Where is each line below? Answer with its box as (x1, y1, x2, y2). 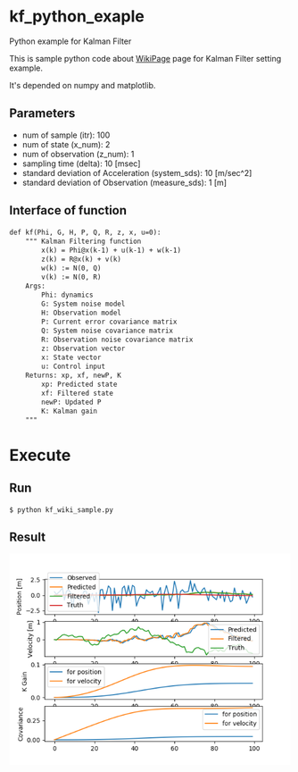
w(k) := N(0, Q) (41, 264, 102, 273)
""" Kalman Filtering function (25, 237, 142, 246)
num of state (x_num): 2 (21, 138, 111, 149)
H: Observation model (41, 308, 122, 317)
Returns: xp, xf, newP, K (25, 371, 122, 380)
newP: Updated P (41, 398, 102, 407)
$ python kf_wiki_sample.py (9, 505, 114, 515)
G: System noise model (41, 299, 126, 308)
